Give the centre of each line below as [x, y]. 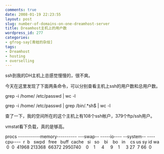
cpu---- [13, 142]
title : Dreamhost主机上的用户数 [36, 28]
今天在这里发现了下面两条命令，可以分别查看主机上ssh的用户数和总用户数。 [83, 86]
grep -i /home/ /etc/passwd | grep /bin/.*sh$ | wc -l [58, 106]
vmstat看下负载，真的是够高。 [36, 127]
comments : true [21, 10]
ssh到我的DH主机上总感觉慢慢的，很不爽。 [49, 76]
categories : [17, 38]
